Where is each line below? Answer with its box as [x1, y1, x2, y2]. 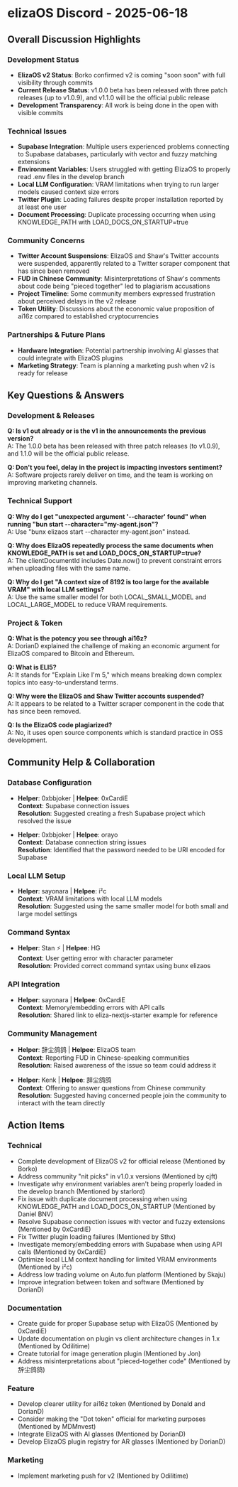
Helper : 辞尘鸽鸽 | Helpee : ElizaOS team [17, 1045, 136, 1053]
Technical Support [7, 496, 72, 506]
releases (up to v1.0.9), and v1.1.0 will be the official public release [17, 93, 210, 102]
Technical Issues [7, 126, 67, 136]
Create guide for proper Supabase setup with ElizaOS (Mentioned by [17, 1319, 218, 1327]
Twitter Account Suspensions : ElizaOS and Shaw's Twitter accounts [17, 252, 220, 260]
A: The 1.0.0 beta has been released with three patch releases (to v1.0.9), [7, 442, 220, 451]
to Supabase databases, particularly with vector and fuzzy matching [17, 150, 217, 159]
